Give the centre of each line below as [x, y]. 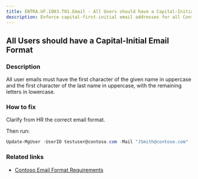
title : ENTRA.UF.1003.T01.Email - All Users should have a [80, 11]
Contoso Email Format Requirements [59, 170]
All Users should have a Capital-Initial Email [88, 41]
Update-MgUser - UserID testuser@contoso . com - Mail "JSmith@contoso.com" [97, 142]
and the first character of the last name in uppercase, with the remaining [94, 86]
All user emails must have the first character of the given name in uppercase [99, 79]
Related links [25, 157]
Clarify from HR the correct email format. [56, 120]
